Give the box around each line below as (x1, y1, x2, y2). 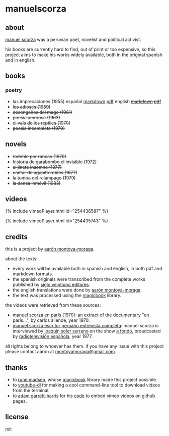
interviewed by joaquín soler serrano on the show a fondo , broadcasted (12, 328, 161, 334)
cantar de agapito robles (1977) (12, 169, 77, 175)
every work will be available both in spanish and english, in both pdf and (12, 266, 162, 272)
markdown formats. (12, 271, 53, 277)
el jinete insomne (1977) (12, 164, 62, 170)
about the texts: (5, 256, 38, 262)
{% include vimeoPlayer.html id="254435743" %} (5, 218, 108, 224)
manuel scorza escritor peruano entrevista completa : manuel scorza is (12, 323, 159, 329)
